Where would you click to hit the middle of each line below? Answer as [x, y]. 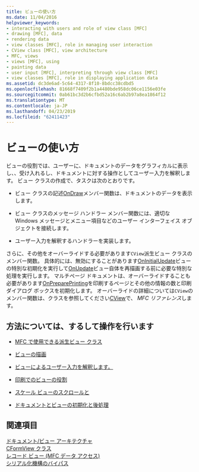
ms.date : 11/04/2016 [32, 17]
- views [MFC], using [33, 61]
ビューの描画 [30, 354]
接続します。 [56, 228]
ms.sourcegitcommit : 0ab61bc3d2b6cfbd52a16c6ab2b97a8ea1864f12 [86, 95]
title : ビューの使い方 [31, 12]
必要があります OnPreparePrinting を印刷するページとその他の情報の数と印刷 [99, 283]
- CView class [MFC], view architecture [57, 51]
